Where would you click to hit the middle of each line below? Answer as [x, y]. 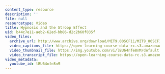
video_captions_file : [32, 46]
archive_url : [23, 41]
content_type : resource [29, 9]
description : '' [22, 14]
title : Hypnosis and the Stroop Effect [46, 28]
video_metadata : [22, 59]
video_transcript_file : [34, 55]
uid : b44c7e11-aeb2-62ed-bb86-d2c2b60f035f [50, 32]
